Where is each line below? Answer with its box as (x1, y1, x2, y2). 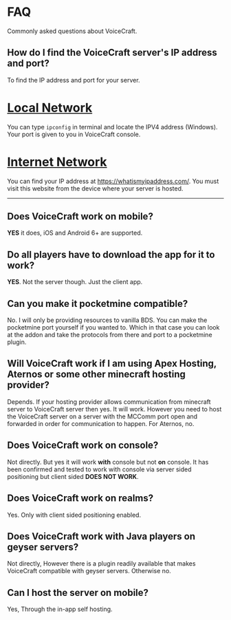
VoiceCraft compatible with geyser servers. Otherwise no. (7, 567, 172, 575)
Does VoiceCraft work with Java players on (7, 531, 196, 542)
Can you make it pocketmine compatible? (7, 297, 188, 310)
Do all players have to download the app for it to (7, 248, 215, 260)
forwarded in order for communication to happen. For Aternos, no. (7, 419, 195, 427)
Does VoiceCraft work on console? (7, 440, 159, 451)
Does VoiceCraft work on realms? (7, 493, 154, 504)
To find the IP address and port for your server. (7, 76, 140, 84)
